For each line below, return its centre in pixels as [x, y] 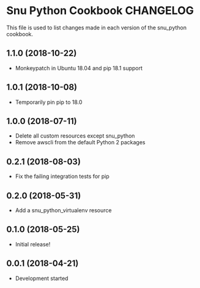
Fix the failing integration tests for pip [62, 176]
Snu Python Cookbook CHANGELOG [100, 11]
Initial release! [33, 244]
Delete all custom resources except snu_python [75, 136]
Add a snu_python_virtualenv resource [63, 210]
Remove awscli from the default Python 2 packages [80, 142]
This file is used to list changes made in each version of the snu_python [96, 28]
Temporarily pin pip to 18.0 [49, 102]
